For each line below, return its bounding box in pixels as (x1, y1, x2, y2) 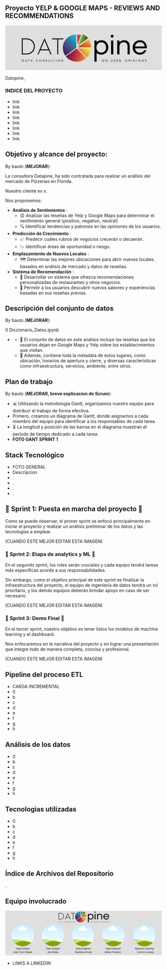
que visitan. (19, 347, 44, 353)
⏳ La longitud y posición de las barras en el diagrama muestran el (12, 424, 147, 430)
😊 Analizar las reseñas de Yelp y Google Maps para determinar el (19, 212, 155, 218)
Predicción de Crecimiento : (12, 230, 71, 236)
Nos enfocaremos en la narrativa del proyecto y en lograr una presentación (5, 641, 159, 647)
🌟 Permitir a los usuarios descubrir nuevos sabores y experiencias (19, 285, 156, 291)
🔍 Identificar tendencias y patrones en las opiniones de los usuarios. (19, 223, 162, 229)
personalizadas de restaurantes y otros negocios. (19, 279, 122, 285)
